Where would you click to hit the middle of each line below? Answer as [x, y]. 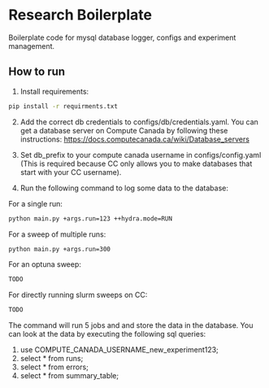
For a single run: [36, 203]
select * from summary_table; [69, 376]
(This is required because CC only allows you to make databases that [136, 163]
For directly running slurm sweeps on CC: [78, 295]
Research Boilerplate [80, 15]
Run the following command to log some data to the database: [124, 188]
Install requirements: [54, 91]
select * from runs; [52, 359]
